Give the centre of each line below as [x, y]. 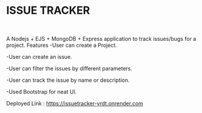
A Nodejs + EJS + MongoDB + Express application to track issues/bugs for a [101, 38]
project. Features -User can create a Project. [62, 45]
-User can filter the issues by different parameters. [69, 68]
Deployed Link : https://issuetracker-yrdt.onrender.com [75, 103]
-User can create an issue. [39, 56]
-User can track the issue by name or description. [68, 80]
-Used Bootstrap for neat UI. [42, 91]
